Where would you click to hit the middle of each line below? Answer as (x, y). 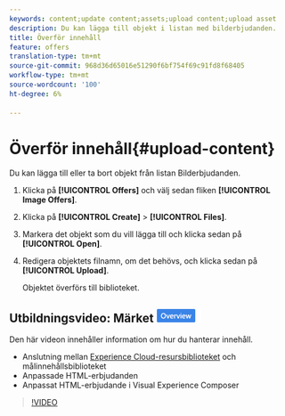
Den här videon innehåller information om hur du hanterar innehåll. (131, 339)
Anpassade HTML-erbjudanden (80, 376)
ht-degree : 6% (36, 94)
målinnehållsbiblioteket (64, 366)
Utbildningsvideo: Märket (81, 318)
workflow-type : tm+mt (49, 76)
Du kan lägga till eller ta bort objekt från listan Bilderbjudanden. (125, 173)
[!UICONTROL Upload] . (65, 271)
